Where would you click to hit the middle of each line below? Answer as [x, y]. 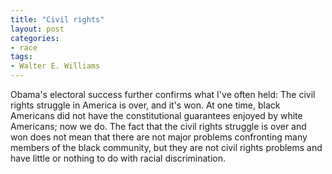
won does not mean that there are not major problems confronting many [159, 137]
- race [24, 47]
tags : [21, 57]
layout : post [37, 29]
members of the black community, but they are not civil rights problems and [166, 147]
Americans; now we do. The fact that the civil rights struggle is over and [158, 126]
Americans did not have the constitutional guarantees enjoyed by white [156, 115]
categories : [35, 38]
